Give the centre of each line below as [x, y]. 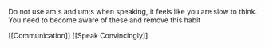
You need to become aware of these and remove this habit [105, 20]
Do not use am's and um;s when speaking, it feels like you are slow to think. [133, 12]
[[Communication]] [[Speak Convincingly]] [78, 36]
